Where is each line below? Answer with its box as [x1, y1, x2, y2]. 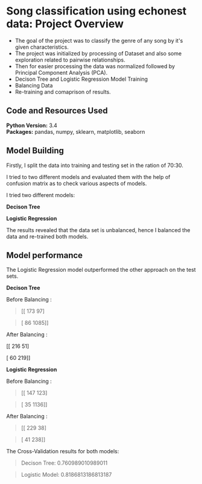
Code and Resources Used [6, 105, 108, 116]
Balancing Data [14, 81, 53, 89]
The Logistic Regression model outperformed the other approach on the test [6, 266, 196, 274]
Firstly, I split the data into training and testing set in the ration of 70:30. [6, 162, 184, 169]
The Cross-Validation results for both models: [6, 448, 119, 455]
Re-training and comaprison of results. [14, 88, 112, 95]
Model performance [6, 250, 83, 260]
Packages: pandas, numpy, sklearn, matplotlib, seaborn [6, 128, 145, 135]
